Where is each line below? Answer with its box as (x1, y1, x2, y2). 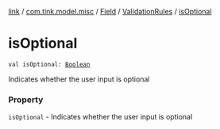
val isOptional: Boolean (8, 60, 91, 68)
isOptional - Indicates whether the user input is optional (8, 112, 193, 122)
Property (8, 94, 44, 105)
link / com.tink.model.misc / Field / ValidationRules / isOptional (8, 7, 212, 16)
